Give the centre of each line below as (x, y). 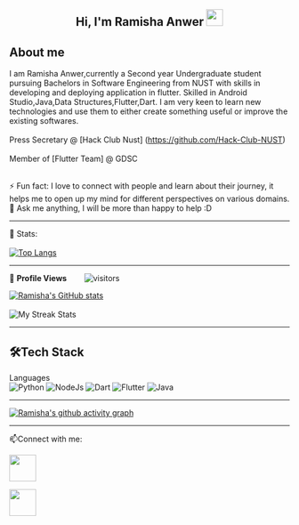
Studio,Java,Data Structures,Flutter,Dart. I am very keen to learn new (135, 102)
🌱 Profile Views (38, 279)
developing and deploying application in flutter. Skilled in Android (128, 93)
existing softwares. (44, 121)
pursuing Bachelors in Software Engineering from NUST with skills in (135, 83)
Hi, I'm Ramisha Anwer (140, 22)
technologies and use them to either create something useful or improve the (149, 111)
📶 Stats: (24, 234)
